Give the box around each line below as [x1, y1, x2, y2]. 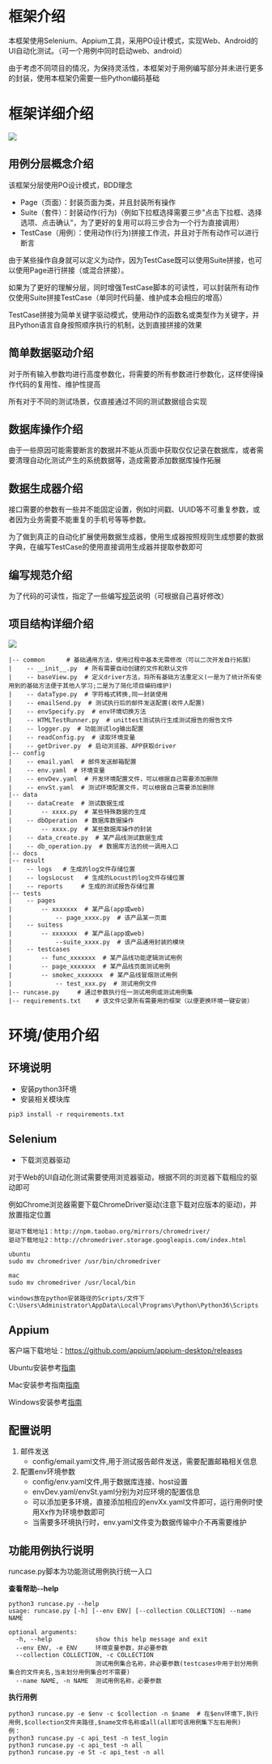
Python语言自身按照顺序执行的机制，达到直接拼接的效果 [15, 319, 202, 329]
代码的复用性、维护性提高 [15, 379, 101, 389]
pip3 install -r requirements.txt [8, 1110, 125, 1119]
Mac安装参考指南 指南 [8, 1380, 80, 1390]
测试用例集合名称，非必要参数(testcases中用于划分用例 [95, 1659, 259, 1668]
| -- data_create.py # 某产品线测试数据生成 [8, 833, 164, 841]
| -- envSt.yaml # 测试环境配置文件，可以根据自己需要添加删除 [8, 783, 215, 791]
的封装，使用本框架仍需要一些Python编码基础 [8, 73, 160, 83]
